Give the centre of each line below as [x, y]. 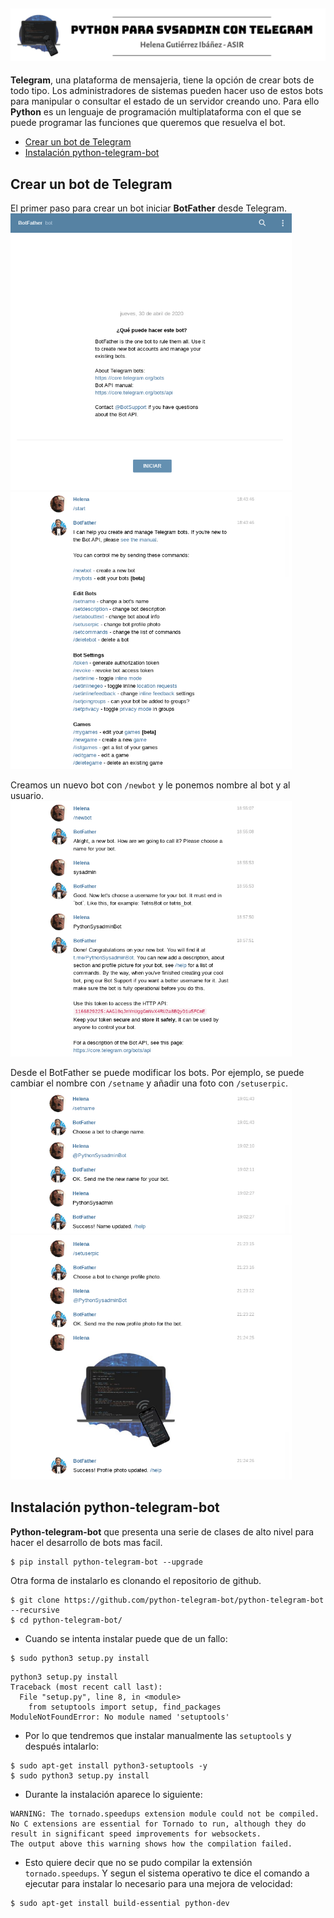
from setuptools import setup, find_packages [125, 1707]
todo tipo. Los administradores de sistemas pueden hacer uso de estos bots [167, 91]
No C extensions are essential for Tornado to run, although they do [158, 1824]
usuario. [27, 796]
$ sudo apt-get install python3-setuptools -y [109, 1765]
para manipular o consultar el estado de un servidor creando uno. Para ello [165, 101]
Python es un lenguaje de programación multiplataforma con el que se [156, 112]
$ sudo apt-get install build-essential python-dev [120, 1903]
